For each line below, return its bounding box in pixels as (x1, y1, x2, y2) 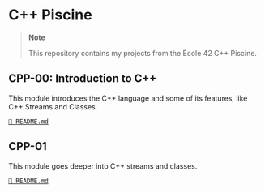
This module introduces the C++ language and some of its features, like (8, 93, 248, 103)
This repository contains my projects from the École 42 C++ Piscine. (28, 48, 258, 58)
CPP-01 (8, 139, 47, 153)
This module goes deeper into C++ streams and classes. (8, 161, 198, 171)
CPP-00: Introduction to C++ (8, 71, 157, 86)
